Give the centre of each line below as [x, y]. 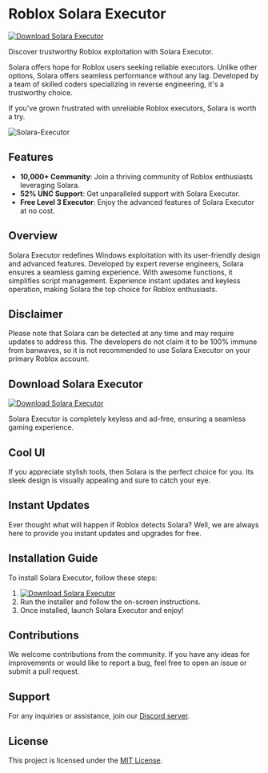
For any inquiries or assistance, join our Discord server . [99, 716]
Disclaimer [36, 314]
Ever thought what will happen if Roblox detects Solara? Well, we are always [134, 524]
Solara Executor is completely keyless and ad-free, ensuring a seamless [127, 419]
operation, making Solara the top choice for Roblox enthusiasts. [113, 289]
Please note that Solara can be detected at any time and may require [121, 334]
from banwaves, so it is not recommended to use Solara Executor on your [129, 350]
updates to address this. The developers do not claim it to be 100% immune [133, 342]
